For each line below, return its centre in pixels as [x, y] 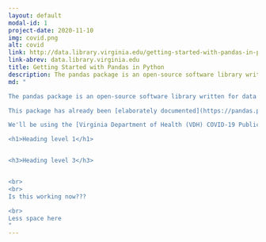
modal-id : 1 [28, 23]
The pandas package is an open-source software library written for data [133, 96]
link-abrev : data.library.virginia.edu [74, 60]
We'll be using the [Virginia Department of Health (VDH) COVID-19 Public [134, 125]
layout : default [35, 15]
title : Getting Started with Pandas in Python [86, 67]
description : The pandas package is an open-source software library [125, 75]
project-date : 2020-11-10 [51, 30]
